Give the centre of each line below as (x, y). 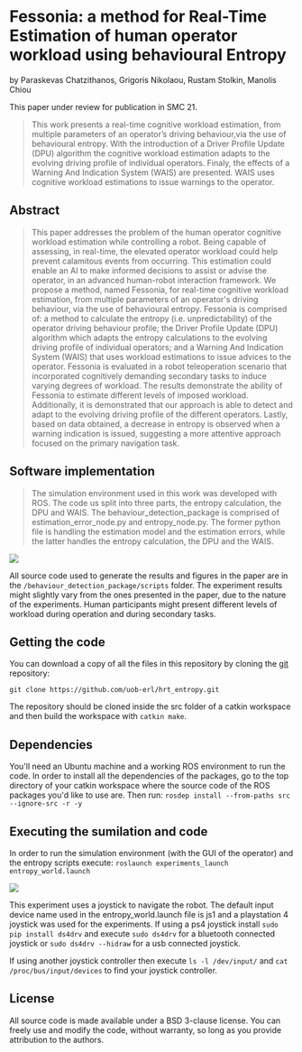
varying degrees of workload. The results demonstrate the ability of (157, 385)
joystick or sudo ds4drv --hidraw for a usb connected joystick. (125, 943)
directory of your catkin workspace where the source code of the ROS (140, 786)
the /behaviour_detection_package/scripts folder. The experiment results (146, 585)
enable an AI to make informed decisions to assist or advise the (149, 270)
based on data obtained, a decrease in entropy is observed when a (156, 424)
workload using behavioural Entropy (148, 55)
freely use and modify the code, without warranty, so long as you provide (146, 1029)
